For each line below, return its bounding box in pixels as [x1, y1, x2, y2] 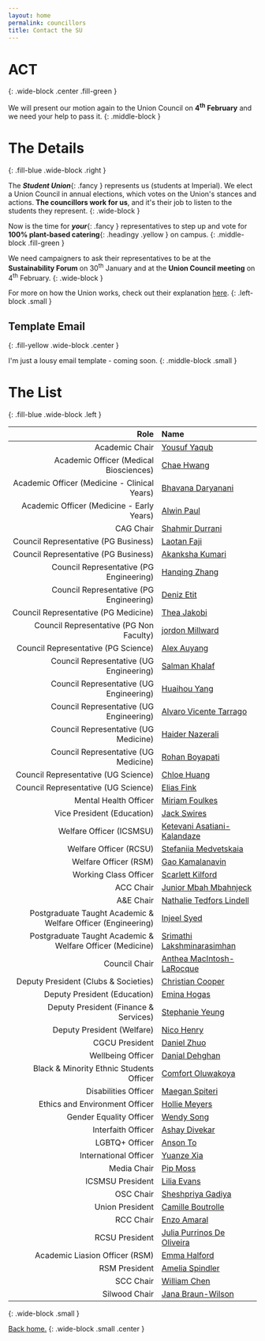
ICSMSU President [85, 1176, 155, 1187]
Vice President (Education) [54, 808, 155, 819]
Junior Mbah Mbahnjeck [161, 881, 252, 892]
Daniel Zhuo [161, 1037, 207, 1048]
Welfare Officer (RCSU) [67, 843, 155, 854]
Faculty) [123, 630, 155, 641]
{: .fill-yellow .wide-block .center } [8, 341, 120, 350]
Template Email [8, 320, 85, 333]
